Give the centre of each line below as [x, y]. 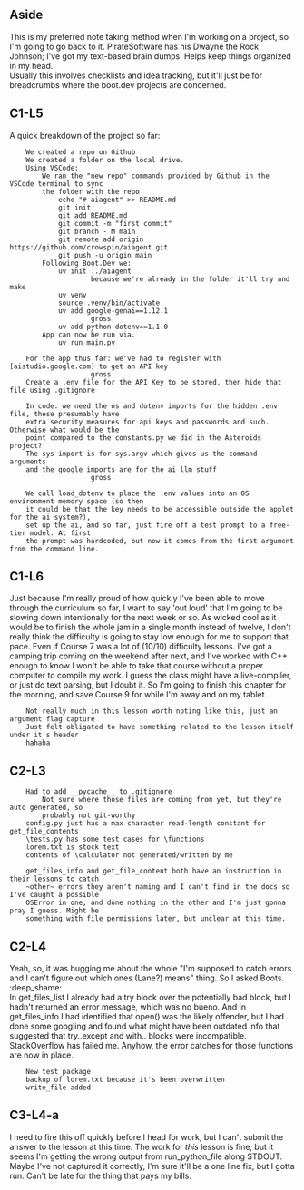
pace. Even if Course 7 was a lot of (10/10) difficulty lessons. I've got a [141, 647]
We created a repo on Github [81, 152]
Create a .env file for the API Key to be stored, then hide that [154, 382]
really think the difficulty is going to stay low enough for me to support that [149, 637]
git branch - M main [97, 231]
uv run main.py [87, 342]
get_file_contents [44, 832]
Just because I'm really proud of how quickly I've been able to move [137, 599]
